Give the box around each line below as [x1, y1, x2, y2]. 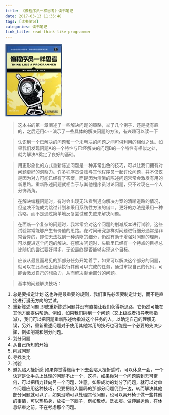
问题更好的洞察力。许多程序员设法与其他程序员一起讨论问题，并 [17, 169, 150, 175]
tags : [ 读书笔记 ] [5, 19, 39, 24]
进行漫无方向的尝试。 [17, 297, 61, 304]
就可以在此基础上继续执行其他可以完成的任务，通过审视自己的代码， [17, 264, 159, 270]
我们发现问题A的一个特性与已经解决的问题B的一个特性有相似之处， [22, 145, 160, 151]
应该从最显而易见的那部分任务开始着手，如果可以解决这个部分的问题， [17, 257, 163, 264]
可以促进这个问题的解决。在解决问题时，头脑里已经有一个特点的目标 [17, 240, 159, 246]
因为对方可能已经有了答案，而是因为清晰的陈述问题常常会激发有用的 [22, 175, 163, 181]
